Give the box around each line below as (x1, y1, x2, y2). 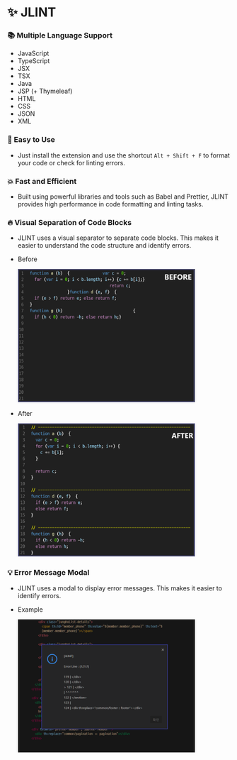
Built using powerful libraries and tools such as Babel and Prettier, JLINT (17, 192, 229, 201)
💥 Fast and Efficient (7, 176, 77, 186)
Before (17, 255, 37, 263)
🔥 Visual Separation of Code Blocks (7, 218, 132, 227)
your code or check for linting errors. (17, 158, 125, 167)
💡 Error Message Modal (7, 568, 90, 578)
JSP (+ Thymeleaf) (17, 87, 73, 96)
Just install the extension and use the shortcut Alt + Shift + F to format (17, 150, 230, 160)
